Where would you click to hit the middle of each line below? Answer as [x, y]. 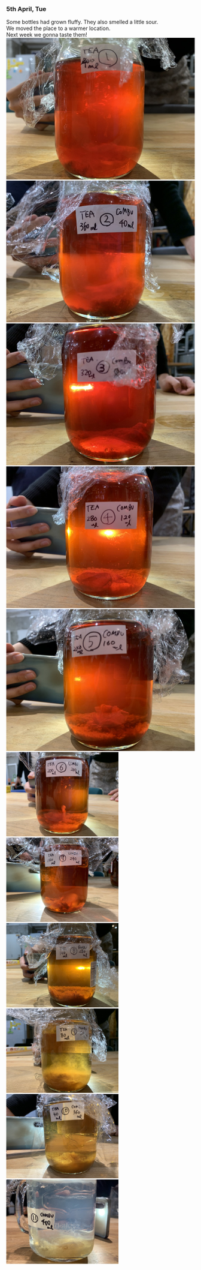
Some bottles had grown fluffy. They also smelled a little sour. [82, 22]
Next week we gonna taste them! [47, 35]
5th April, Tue [26, 9]
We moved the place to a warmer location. [58, 28]
